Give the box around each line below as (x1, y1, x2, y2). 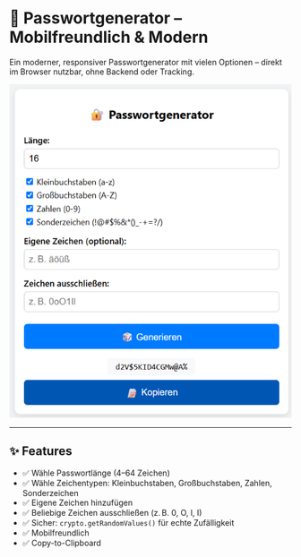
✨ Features (9, 443, 73, 459)
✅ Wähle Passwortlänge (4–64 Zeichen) (21, 467, 170, 478)
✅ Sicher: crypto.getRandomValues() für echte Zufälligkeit (21, 517, 235, 527)
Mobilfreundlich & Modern (9, 27, 209, 47)
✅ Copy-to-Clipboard (21, 537, 101, 548)
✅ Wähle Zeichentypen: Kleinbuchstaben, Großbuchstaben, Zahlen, (21, 477, 272, 488)
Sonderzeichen (21, 487, 79, 498)
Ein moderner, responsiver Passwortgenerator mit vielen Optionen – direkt (9, 56, 282, 67)
